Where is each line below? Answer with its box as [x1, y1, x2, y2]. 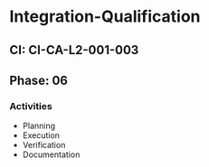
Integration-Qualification [9, 6, 201, 27]
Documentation [22, 149, 81, 160]
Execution [22, 130, 61, 141]
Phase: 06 [9, 72, 68, 88]
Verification [22, 140, 66, 151]
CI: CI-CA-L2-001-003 [9, 42, 139, 58]
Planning [22, 120, 56, 132]
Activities [9, 99, 52, 112]
